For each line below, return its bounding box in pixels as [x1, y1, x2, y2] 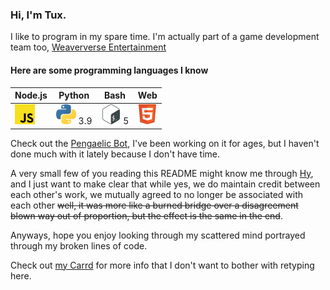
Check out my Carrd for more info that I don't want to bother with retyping [10, 259, 315, 271]
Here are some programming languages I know [10, 64, 209, 76]
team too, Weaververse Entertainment [10, 41, 167, 53]
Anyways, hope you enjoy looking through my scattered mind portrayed [10, 229, 306, 241]
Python [58, 89, 90, 101]
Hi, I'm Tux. [10, 8, 67, 22]
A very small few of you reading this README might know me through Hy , [10, 167, 314, 179]
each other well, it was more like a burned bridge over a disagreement [10, 199, 299, 211]
